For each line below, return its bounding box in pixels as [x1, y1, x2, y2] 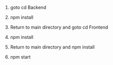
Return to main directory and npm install [10, 44, 95, 50]
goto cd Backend [10, 5, 47, 10]
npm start [10, 54, 31, 60]
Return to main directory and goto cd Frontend [10, 24, 108, 30]
